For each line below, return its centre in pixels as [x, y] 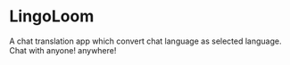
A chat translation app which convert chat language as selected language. [145, 41]
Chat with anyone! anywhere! [63, 50]
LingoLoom [52, 16]
